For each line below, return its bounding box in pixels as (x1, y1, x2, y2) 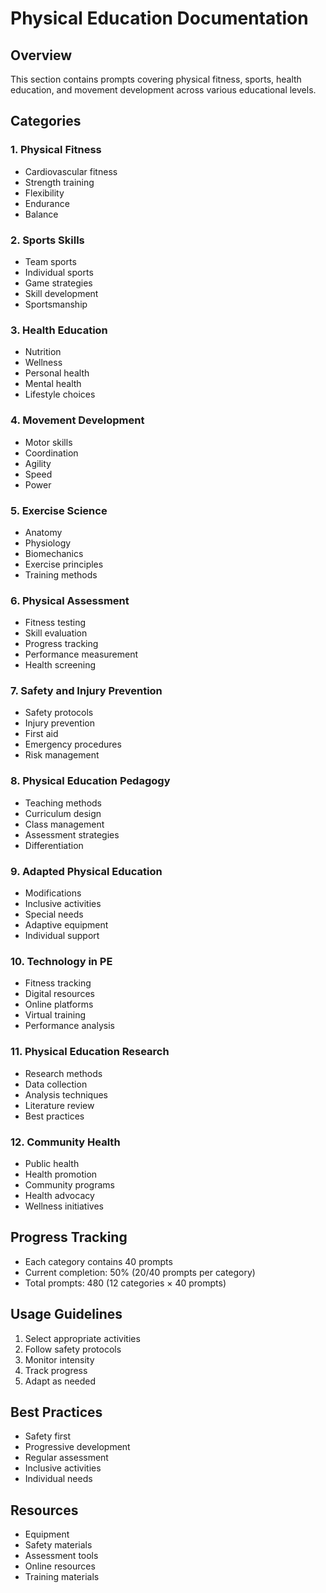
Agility (24, 457, 52, 469)
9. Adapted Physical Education (10, 864, 163, 878)
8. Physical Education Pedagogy (10, 774, 171, 788)
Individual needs (24, 1473, 93, 1485)
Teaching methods (24, 797, 103, 809)
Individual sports (24, 266, 94, 278)
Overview (10, 47, 73, 64)
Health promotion (24, 1168, 98, 1180)
